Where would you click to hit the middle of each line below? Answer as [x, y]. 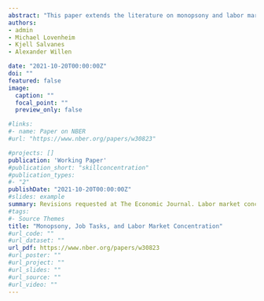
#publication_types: [42, 175]
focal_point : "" [42, 103]
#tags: [19, 211]
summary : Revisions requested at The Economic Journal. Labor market [125, 204]
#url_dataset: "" [37, 240]
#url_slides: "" [35, 270]
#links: [21, 124]
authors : [22, 23]
